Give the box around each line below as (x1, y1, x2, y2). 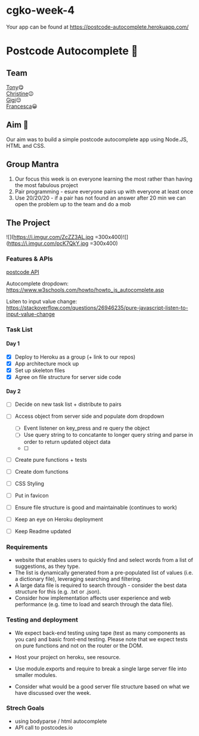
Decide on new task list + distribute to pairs (14, 400, 122, 408)
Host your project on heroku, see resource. (14, 653, 121, 660)
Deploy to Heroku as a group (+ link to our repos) (14, 353, 136, 361)
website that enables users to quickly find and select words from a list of (14, 557, 194, 564)
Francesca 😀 (6, 103, 38, 110)
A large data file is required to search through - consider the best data (14, 582, 187, 589)
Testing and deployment (6, 616, 79, 624)
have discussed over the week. (14, 689, 91, 696)
